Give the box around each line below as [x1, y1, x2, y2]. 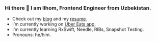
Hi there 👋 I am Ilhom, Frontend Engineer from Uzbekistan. [5, 4, 151, 11]
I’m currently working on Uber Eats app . [12, 21, 96, 27]
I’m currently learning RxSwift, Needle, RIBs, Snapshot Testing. [12, 26, 144, 32]
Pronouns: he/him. [12, 32, 51, 38]
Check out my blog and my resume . [12, 16, 87, 22]
